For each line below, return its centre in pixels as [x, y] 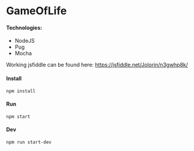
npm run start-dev [29, 142]
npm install [21, 91]
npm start [18, 117]
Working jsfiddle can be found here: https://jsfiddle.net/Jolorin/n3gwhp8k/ [97, 65]
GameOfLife [36, 11]
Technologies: [24, 27]
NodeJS [25, 41]
